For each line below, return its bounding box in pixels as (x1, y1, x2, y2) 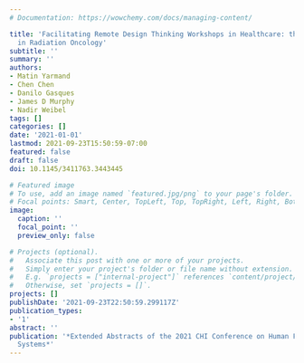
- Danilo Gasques (9, 88, 75, 98)
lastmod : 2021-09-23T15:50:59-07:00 (9, 139, 147, 148)
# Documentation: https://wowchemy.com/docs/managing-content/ (9, 13, 253, 23)
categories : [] (9, 122, 67, 131)
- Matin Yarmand (9, 72, 71, 81)
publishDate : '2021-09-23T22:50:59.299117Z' (9, 298, 180, 307)
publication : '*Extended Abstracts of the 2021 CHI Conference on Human (9, 331, 290, 340)
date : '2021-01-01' (9, 130, 83, 140)
